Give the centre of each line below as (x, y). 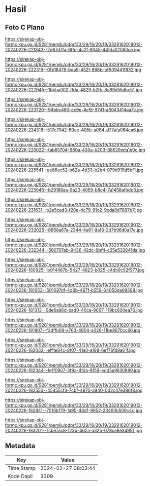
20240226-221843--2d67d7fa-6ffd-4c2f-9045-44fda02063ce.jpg (73, 50)
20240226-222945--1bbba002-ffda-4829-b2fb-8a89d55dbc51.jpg (74, 90)
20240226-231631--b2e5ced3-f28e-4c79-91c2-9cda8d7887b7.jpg (74, 210)
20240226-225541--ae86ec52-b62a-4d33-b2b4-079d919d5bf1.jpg (74, 170)
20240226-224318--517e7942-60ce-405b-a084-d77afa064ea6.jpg (74, 130)
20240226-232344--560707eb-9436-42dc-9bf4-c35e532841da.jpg (75, 250)
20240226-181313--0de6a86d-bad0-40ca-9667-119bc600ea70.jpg (74, 310)
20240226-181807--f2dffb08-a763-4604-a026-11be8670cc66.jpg (73, 330)
